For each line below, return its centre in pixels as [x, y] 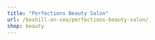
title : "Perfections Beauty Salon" [58, 13]
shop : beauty [26, 26]
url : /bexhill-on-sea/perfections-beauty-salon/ [78, 20]
